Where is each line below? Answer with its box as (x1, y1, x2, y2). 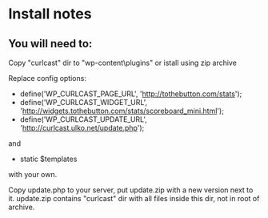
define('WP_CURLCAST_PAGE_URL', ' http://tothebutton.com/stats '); (19, 89, 242, 99)
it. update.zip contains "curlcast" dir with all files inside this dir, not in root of (8, 194, 260, 203)
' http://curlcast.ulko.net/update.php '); (19, 123, 145, 132)
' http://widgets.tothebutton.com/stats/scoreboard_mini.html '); (19, 106, 224, 115)
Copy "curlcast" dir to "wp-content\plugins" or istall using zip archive (8, 58, 238, 67)
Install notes (8, 5, 92, 23)
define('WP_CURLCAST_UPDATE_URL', (19, 115, 148, 124)
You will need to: (8, 37, 93, 50)
